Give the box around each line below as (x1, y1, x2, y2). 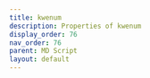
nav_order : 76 (9, 38, 62, 48)
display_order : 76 (9, 30, 78, 39)
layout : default (9, 55, 70, 64)
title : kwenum (9, 13, 62, 22)
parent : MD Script (9, 47, 78, 56)
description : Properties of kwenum (9, 22, 142, 30)
